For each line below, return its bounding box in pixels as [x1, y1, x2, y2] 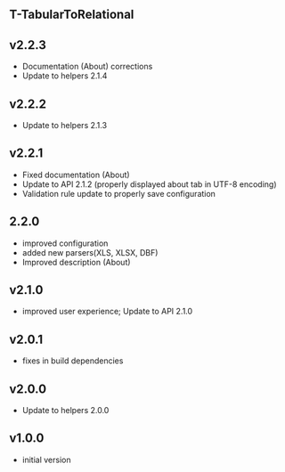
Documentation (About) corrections [21, 61, 153, 72]
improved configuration [21, 238, 109, 248]
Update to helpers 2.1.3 [21, 120, 108, 131]
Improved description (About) [21, 256, 131, 267]
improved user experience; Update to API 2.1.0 [21, 306, 193, 317]
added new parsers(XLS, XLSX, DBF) [21, 247, 159, 257]
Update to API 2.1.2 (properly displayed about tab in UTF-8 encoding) [21, 178, 277, 190]
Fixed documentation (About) [21, 169, 131, 180]
